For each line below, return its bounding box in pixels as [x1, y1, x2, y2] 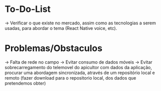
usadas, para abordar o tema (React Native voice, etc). [4, 25, 117, 31]
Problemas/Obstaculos [4, 43, 103, 54]
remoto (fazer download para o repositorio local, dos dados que [4, 75, 136, 81]
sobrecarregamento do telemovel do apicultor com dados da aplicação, [4, 64, 152, 70]
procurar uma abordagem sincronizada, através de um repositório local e [4, 70, 155, 76]
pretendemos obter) [4, 80, 46, 86]
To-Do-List [4, 3, 51, 15]
